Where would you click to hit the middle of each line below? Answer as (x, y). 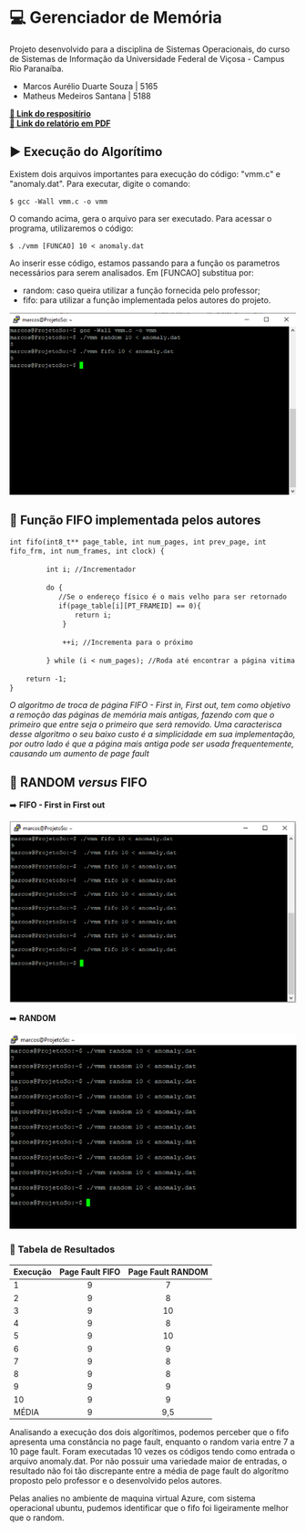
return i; (93, 615)
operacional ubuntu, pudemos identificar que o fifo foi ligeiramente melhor (149, 1508)
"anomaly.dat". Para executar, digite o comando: (100, 183)
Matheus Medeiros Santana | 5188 (87, 96)
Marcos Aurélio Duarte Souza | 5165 (90, 86)
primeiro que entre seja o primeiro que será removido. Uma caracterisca (146, 724)
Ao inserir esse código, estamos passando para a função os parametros (145, 263)
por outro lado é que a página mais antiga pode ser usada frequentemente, (152, 744)
